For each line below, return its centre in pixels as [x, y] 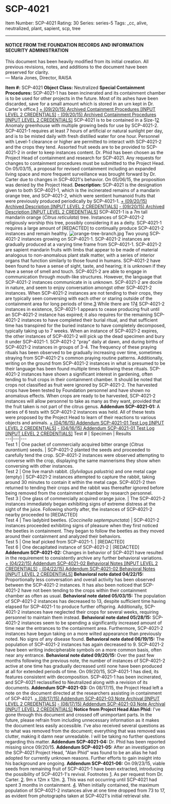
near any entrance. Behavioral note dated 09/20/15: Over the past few [80, 655]
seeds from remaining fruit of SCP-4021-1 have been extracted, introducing [84, 769]
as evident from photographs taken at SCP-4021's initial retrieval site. [78, 796]
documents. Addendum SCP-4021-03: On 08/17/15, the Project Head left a [84, 688]
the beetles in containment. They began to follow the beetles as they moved [85, 531]
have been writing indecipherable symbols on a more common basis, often [83, 650]
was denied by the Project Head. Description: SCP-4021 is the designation [84, 185]
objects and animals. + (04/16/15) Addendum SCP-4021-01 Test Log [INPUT [85, 423]
